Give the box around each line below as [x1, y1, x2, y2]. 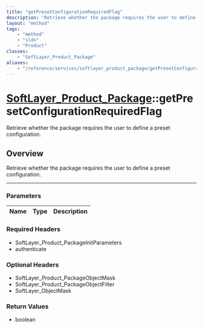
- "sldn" [17, 37, 39, 43]
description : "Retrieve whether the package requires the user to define [6, 15, 196, 21]
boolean [14, 316, 36, 323]
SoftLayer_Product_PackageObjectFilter [14, 281, 115, 288]
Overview [6, 148, 44, 158]
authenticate [14, 245, 47, 252]
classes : [6, 49, 28, 55]
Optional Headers [6, 260, 59, 269]
